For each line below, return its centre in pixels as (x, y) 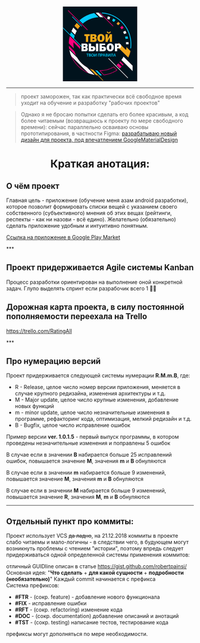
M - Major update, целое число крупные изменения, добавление (96, 400)
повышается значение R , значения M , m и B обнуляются (78, 497)
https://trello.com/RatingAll (39, 331)
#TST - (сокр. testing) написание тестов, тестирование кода (91, 623)
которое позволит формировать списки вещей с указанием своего (92, 206)
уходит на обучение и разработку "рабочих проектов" (90, 103)
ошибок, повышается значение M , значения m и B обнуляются (86, 461)
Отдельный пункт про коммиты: (70, 521)
